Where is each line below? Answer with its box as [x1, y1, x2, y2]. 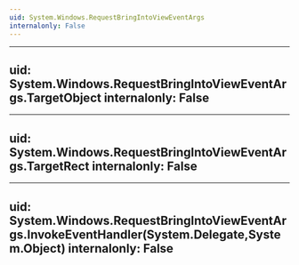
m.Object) [9, 241, 66, 256]
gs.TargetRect [9, 158, 90, 173]
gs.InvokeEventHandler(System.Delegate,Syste [9, 227, 281, 242]
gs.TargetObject [9, 90, 102, 105]
